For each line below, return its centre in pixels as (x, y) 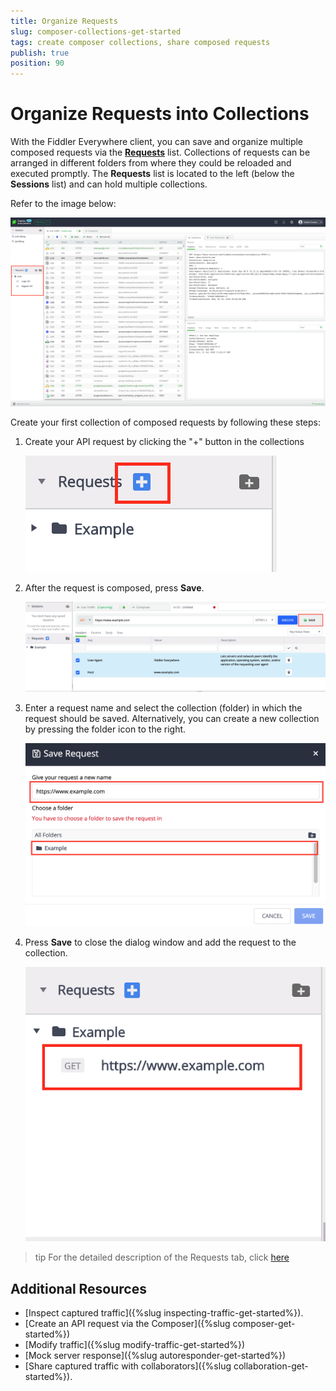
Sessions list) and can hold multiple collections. (109, 184)
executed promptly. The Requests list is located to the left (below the (152, 174)
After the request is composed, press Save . (114, 588)
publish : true (40, 53)
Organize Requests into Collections (160, 114)
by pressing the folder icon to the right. (105, 729)
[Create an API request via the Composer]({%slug (127, 1323)
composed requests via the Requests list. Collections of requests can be (160, 152)
